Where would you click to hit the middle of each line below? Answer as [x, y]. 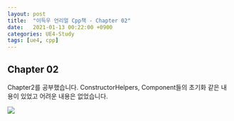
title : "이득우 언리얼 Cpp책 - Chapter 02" [69, 21]
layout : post [27, 14]
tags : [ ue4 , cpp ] [33, 41]
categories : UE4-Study [41, 34]
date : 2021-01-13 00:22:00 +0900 [60, 27]
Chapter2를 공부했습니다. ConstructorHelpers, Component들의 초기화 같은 [113, 87]
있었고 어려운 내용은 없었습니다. [64, 96]
